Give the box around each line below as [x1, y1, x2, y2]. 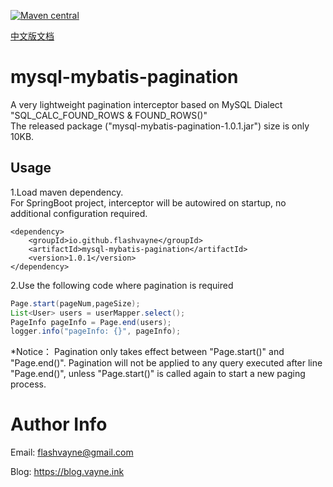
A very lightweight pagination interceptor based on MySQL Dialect [10, 98, 283, 110]
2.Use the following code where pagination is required [10, 279, 234, 291]
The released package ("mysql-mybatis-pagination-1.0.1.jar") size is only [10, 120, 310, 132]
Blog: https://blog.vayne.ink [10, 466, 125, 478]
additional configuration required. [10, 207, 148, 219]
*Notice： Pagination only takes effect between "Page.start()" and [10, 346, 285, 358]
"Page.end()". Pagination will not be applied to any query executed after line [10, 357, 323, 369]
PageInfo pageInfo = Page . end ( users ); [10, 317, 172, 327]
